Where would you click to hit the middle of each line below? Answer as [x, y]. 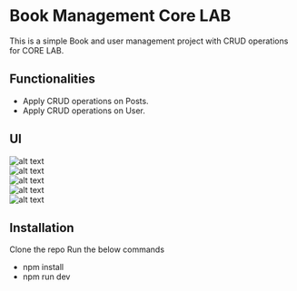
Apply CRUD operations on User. [84, 111]
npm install [43, 267]
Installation [42, 228]
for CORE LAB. [37, 50]
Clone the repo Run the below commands [87, 249]
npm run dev [46, 276]
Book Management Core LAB [120, 16]
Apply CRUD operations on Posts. [85, 101]
